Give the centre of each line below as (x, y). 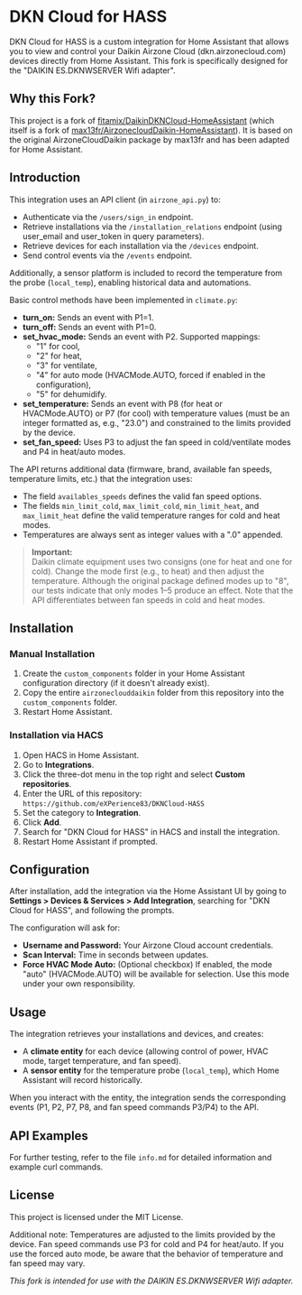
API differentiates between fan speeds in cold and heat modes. (148, 600)
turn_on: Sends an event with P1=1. (88, 317)
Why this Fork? (53, 99)
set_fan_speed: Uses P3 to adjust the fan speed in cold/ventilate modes (156, 442)
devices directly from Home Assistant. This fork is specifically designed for (149, 60)
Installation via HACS (56, 735)
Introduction (45, 178)
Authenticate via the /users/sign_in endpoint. (108, 217)
